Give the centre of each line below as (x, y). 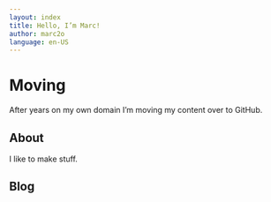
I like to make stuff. (43, 159)
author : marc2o (37, 34)
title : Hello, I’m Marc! (55, 26)
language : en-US (39, 42)
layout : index (35, 17)
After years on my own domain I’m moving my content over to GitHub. (136, 110)
